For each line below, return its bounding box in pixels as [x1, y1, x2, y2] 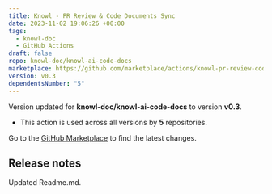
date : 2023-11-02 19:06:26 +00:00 [8, 19, 125, 27]
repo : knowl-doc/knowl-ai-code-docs [8, 57, 132, 65]
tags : [8, 27, 27, 35]
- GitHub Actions [15, 42, 74, 50]
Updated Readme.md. [8, 178, 82, 188]
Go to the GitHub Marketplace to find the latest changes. [8, 133, 197, 142]
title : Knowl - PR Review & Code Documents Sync [8, 11, 176, 20]
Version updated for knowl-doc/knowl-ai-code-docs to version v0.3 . [8, 102, 243, 112]
